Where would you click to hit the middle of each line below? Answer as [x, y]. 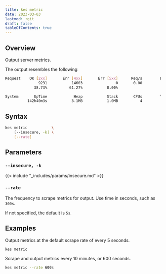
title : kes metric [24, 10]
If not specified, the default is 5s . [38, 213]
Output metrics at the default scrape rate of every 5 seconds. [67, 240]
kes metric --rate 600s [30, 268]
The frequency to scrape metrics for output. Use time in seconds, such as [80, 198]
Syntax [16, 116]
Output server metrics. [28, 60]
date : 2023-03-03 [23, 14]
